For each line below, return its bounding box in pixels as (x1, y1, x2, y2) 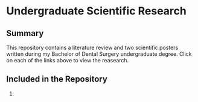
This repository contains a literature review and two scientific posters (6, 44, 179, 51)
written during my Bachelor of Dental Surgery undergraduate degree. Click (6, 50, 192, 58)
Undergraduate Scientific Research (6, 4, 187, 18)
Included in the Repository (6, 74, 107, 85)
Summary (6, 28, 44, 38)
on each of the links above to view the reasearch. (6, 57, 129, 64)
